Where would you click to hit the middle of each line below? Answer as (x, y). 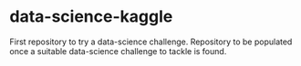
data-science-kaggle (91, 17)
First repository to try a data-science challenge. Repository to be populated (151, 42)
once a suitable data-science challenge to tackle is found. (118, 51)
